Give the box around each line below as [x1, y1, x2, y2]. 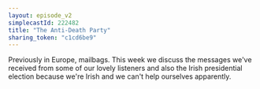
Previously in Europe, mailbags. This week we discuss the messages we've [8, 55, 252, 65]
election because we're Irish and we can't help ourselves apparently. [8, 72, 232, 81]
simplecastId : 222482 [8, 19, 80, 27]
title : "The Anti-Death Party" [8, 26, 111, 34]
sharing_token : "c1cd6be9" [8, 33, 97, 42]
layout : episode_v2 [8, 11, 72, 20]
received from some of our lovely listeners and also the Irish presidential [8, 64, 243, 73]
